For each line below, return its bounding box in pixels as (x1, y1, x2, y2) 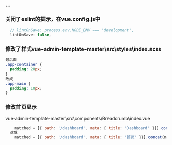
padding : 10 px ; (10, 86, 42, 91)
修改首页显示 (5, 104, 37, 111)
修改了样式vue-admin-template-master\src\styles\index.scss (5, 45, 162, 52)
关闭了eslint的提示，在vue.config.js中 (5, 15, 101, 22)
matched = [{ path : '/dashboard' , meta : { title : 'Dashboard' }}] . (14, 125, 161, 131)
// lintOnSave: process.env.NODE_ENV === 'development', (10, 28, 134, 33)
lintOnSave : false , (10, 32, 52, 38)
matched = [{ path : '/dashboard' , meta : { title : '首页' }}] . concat (14, 135, 162, 140)
